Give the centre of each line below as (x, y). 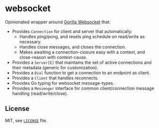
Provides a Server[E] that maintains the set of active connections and (82, 62)
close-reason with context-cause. (53, 57)
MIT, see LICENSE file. (26, 120)
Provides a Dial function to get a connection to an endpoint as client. (81, 73)
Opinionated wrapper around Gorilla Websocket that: (58, 22)
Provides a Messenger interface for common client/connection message (83, 88)
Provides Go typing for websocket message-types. (63, 83)
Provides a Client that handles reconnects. (55, 78)
